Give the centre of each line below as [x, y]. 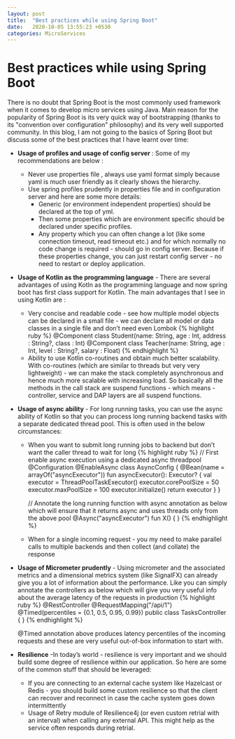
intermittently [47, 705]
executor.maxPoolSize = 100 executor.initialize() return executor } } [124, 490]
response [41, 554]
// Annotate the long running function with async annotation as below [128, 503]
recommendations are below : [60, 161]
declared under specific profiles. [85, 227]
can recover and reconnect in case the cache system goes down [121, 698]
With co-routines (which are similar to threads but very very [114, 366]
